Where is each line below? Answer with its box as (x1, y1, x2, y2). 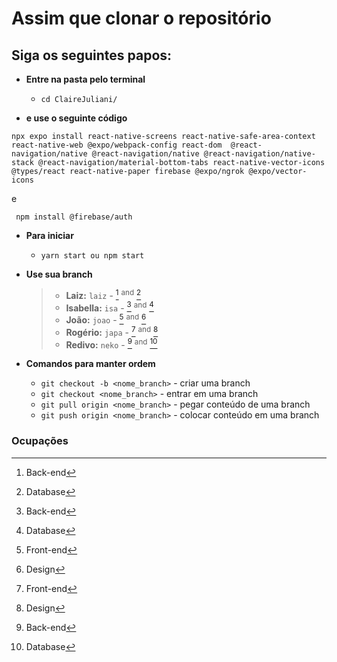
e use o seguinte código (25, 112, 128, 124)
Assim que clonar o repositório (11, 7, 272, 30)
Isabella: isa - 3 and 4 (65, 300, 154, 314)
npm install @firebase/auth (15, 212, 133, 222)
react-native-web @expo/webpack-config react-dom (11, 140, 223, 150)
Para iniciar (25, 230, 74, 241)
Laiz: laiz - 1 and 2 (65, 288, 142, 301)
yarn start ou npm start (40, 251, 145, 261)
